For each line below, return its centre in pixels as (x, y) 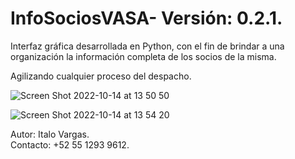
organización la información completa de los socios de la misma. (143, 56)
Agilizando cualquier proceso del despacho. (101, 76)
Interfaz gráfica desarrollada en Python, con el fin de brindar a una (147, 46)
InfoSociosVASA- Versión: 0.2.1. (146, 18)
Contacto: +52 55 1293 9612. (70, 144)
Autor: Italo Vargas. (50, 134)
